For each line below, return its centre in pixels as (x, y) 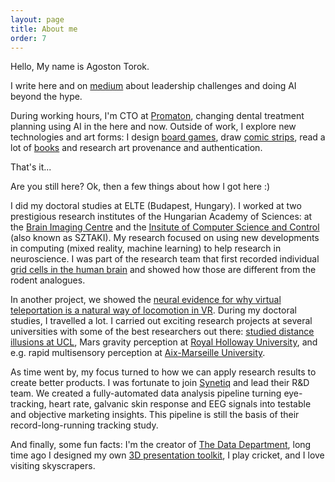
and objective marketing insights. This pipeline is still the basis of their (155, 415)
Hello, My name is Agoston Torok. (80, 67)
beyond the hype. (46, 97)
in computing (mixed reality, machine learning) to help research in (146, 248)
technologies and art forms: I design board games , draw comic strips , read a (168, 137)
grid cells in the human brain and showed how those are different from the (163, 270)
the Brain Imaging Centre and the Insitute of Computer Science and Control (165, 227)
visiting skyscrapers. (53, 466)
